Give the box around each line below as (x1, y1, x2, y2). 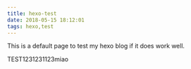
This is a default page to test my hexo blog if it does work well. (7, 42, 185, 50)
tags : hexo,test (7, 23, 54, 30)
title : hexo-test (7, 10, 57, 17)
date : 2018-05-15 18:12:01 (7, 17, 85, 23)
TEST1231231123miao (7, 55, 69, 63)
